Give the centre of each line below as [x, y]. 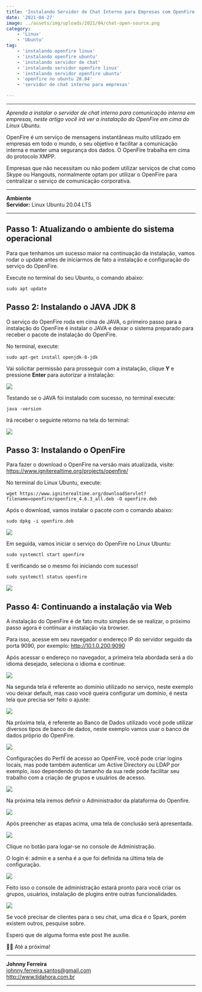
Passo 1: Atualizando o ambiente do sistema [90, 229]
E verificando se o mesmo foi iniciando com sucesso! [72, 566]
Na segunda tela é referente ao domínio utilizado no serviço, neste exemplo [100, 687]
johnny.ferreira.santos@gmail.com [49, 970]
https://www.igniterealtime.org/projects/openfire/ [67, 471]
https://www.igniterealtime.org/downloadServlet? [83, 494]
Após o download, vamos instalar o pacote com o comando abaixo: [90, 510]
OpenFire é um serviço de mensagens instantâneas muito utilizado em [93, 137]
